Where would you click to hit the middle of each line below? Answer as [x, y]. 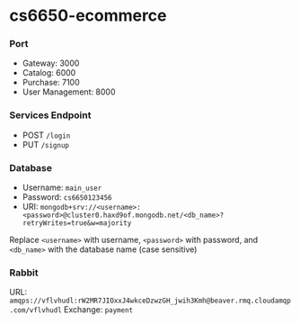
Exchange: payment [99, 310]
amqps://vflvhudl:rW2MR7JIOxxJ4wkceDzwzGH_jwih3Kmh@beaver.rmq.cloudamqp [150, 301]
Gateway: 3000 [51, 63]
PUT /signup [46, 144]
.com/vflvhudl [36, 310]
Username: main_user [62, 188]
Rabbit [24, 273]
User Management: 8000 [69, 92]
